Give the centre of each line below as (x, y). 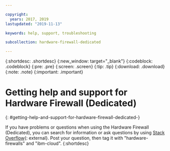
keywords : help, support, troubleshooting (51, 33)
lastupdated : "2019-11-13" (34, 24)
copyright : (17, 14)
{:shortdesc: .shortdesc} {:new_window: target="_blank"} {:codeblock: (79, 61)
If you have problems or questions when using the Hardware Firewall (77, 127)
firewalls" (15, 143)
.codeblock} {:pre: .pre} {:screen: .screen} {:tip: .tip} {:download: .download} (85, 67)
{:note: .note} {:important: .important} (44, 72)
